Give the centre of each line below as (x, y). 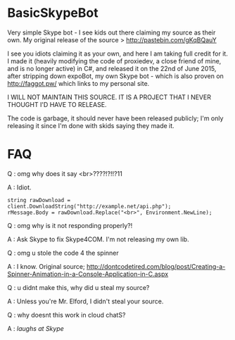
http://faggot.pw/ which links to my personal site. (78, 83)
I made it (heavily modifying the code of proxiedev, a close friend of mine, (114, 61)
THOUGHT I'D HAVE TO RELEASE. (57, 104)
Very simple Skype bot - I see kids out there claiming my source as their (112, 32)
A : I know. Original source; (46, 266)
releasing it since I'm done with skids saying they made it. (91, 125)
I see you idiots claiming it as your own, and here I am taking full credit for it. (118, 53)
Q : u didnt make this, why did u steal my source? (78, 287)
